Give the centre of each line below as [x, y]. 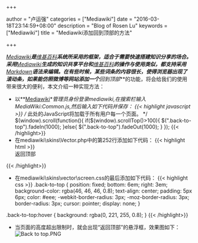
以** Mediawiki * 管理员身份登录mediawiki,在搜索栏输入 [80, 99]
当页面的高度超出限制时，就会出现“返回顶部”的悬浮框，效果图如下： [97, 227]
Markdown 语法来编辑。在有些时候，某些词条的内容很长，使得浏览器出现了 [97, 71]
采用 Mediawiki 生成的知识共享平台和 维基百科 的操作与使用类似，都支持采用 [96, 64]
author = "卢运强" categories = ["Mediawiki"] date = [69, 19]
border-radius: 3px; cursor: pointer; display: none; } [77, 203]
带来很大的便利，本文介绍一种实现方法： [55, 86]
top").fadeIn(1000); [38, 127]
